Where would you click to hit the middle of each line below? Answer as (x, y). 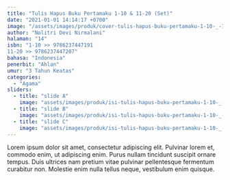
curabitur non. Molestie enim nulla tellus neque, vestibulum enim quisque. (111, 169)
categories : (24, 77)
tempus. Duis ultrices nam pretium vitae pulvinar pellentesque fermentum (111, 162)
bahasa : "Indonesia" (37, 58)
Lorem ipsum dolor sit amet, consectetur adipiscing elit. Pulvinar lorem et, (111, 147)
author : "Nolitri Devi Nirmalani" (56, 33)
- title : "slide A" (41, 97)
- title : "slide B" (41, 109)
